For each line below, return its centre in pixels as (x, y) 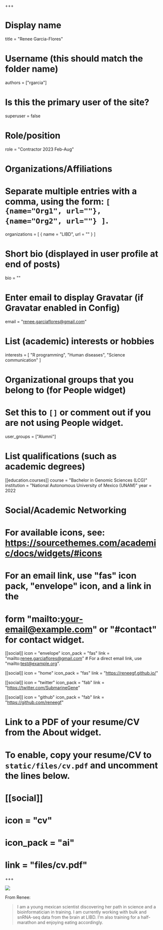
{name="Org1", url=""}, (53, 211)
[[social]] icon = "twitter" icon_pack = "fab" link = (55, 683)
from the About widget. (53, 733)
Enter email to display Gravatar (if (74, 298)
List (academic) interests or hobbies (80, 341)
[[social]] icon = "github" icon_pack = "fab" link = (55, 697)
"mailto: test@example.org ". (32, 664)
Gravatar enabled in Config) (63, 308)
